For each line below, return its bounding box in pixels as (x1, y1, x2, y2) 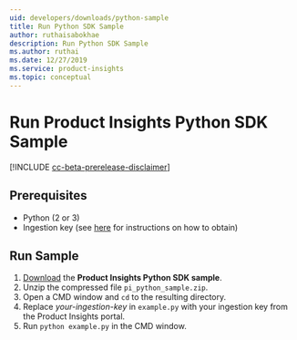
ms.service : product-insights (9, 65, 125, 74)
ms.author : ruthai (9, 47, 79, 57)
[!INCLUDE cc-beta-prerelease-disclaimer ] (9, 161, 170, 172)
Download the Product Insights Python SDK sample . (22, 273, 222, 283)
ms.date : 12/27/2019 (9, 56, 88, 65)
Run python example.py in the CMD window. (22, 321, 187, 332)
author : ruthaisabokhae (9, 30, 100, 39)
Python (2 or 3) (22, 211, 80, 223)
